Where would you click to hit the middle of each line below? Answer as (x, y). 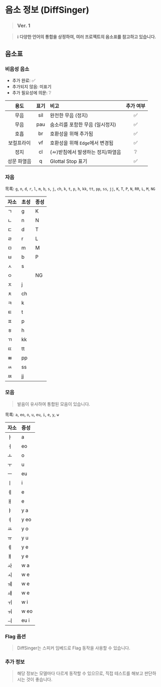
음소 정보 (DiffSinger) (47, 10)
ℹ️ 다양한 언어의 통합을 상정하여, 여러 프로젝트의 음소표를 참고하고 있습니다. (86, 37)
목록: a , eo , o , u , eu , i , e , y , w (32, 414)
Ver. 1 (24, 26)
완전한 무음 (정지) (69, 115)
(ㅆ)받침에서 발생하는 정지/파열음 (86, 152)
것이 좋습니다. (39, 680)
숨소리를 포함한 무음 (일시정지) (83, 125)
